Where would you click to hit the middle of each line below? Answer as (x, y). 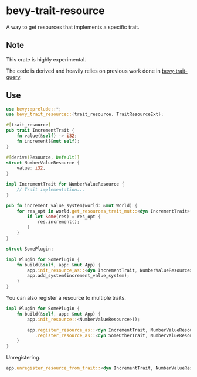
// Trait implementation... (51, 190)
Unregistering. (23, 358)
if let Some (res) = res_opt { (64, 217)
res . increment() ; (59, 222)
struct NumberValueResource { (43, 163)
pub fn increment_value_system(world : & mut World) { (72, 205)
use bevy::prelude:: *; (34, 109)
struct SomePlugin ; (30, 249)
